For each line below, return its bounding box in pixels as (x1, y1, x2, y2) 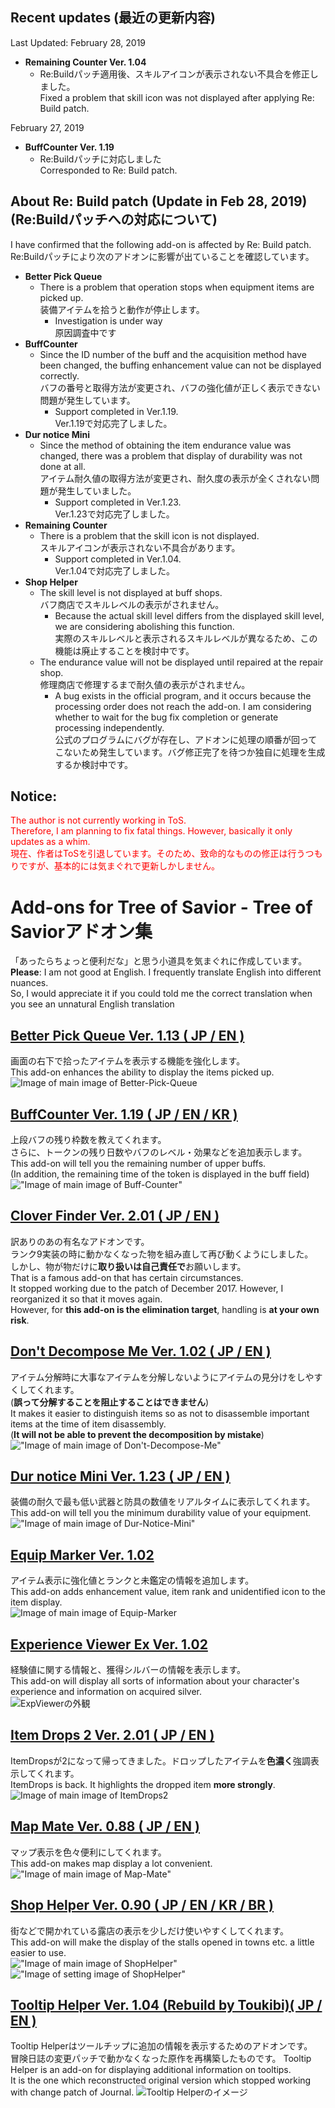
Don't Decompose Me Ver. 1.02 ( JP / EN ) (10, 1343, 272, 1360)
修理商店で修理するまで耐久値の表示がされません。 (39, 678, 251, 690)
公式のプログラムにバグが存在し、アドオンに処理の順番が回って (54, 733, 318, 745)
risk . (10, 1314, 30, 1326)
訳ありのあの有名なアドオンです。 (10, 1235, 150, 1247)
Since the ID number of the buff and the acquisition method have (39, 348, 307, 360)
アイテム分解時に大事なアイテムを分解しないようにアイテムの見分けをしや (10, 1371, 315, 1383)
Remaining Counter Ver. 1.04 (24, 56, 147, 68)
